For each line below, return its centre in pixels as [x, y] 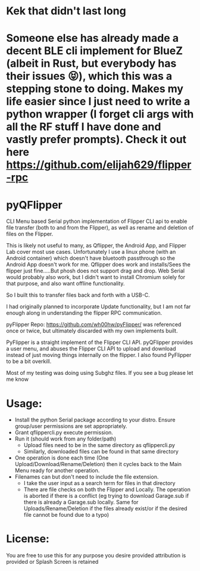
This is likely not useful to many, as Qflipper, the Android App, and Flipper [96, 246]
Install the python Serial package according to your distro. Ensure [95, 420]
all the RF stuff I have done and [84, 127]
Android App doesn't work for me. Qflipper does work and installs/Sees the [98, 265]
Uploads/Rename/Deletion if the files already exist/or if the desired [105, 508]
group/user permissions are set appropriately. [71, 426]
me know [17, 379]
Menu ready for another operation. [57, 471]
